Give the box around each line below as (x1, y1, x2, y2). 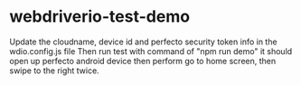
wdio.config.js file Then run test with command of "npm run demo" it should (9, 45, 293, 56)
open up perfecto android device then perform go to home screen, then (9, 55, 277, 66)
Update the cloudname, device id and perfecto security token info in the (9, 36, 277, 47)
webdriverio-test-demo (9, 6, 191, 27)
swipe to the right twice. (9, 65, 99, 76)
